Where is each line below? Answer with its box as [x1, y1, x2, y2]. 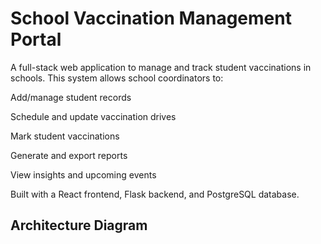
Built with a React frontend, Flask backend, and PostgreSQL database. [10, 188, 300, 200]
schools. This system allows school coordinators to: [10, 72, 224, 84]
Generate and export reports [10, 149, 128, 161]
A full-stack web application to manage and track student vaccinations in [10, 61, 312, 73]
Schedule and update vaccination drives [10, 110, 177, 122]
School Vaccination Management [10, 7, 292, 30]
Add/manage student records [10, 91, 132, 103]
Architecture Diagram [10, 217, 148, 234]
